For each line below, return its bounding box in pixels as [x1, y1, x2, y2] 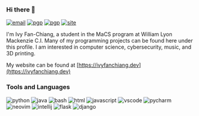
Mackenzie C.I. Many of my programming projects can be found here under [6, 37, 194, 44]
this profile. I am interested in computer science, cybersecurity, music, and [6, 43, 192, 50]
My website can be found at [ [6, 61, 79, 69]
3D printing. [6, 50, 36, 57]
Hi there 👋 [6, 5, 36, 14]
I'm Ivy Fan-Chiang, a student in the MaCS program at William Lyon [6, 31, 173, 38]
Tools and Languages [6, 83, 70, 91]
